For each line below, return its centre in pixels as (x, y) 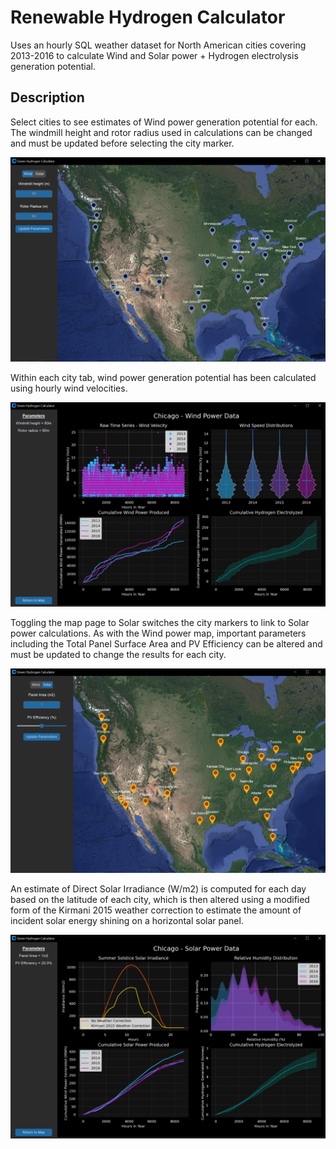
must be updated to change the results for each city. (118, 654)
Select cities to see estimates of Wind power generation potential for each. (164, 122)
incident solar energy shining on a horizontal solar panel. (127, 920)
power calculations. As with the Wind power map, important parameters (158, 633)
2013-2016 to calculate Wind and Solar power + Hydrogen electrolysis (154, 55)
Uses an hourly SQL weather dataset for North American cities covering (158, 45)
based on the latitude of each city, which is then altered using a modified (160, 899)
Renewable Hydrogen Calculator (148, 17)
